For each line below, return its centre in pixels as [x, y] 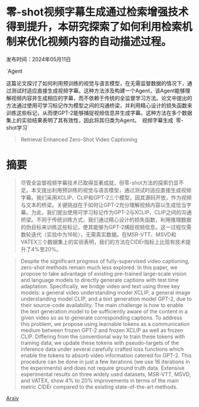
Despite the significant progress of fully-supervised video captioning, [105, 261]
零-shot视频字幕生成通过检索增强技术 [97, 12]
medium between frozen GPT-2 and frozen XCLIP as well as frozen [102, 330]
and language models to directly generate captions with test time [99, 280]
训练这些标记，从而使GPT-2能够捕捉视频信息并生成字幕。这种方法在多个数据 [99, 112]
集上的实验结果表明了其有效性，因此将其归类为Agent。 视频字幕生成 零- [95, 120]
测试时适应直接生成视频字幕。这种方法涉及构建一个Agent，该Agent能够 [98, 91]
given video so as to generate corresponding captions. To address [101, 318]
